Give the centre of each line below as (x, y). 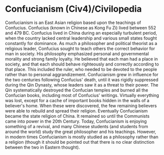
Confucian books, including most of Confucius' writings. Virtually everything (82, 95)
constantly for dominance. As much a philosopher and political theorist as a (81, 43)
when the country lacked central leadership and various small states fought (81, 38)
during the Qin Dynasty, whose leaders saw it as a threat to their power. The (82, 85)
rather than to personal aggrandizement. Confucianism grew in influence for (82, 74)
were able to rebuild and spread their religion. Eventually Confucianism (76, 111)
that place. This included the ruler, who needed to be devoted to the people (81, 69)
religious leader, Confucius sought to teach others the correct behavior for (80, 48)
